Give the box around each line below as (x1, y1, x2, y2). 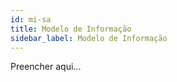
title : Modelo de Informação (10, 24, 132, 34)
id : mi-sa (10, 14, 52, 25)
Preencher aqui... (10, 61, 82, 73)
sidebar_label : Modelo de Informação (10, 33, 168, 43)
